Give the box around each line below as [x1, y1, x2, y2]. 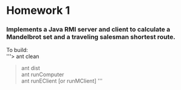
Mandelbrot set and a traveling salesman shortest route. [6, 33, 176, 41]
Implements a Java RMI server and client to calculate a [6, 25, 171, 34]
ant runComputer [21, 71, 64, 79]
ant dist [21, 65, 41, 72]
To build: [6, 47, 29, 54]
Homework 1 [6, 4, 70, 18]
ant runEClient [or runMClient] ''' [21, 77, 103, 85]
